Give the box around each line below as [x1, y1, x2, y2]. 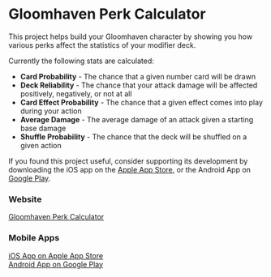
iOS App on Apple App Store [8, 250, 104, 260]
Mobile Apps [8, 232, 60, 244]
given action [19, 140, 62, 150]
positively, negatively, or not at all [19, 88, 132, 98]
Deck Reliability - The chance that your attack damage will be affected [19, 80, 258, 90]
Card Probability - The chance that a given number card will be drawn [19, 71, 256, 81]
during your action [19, 106, 83, 116]
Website [8, 194, 42, 205]
